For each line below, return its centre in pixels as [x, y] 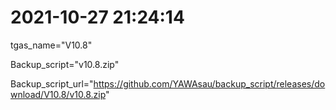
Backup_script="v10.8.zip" [65, 64]
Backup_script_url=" [52, 83]
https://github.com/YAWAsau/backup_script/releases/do [209, 83]
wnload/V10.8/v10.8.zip [58, 94]
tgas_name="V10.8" [51, 45]
